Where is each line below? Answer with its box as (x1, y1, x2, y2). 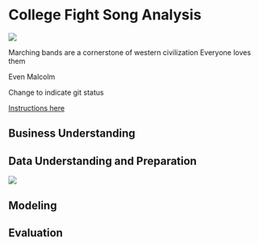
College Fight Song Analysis (8, 6, 202, 24)
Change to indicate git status (8, 87, 104, 97)
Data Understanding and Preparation (8, 154, 198, 167)
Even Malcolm (8, 71, 56, 82)
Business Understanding (8, 127, 136, 141)
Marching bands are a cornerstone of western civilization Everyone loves (8, 47, 252, 57)
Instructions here (8, 103, 65, 112)
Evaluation (8, 226, 63, 239)
